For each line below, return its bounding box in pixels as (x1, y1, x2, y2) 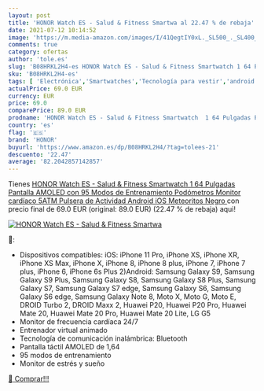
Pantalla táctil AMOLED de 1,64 (19, 342, 120, 352)
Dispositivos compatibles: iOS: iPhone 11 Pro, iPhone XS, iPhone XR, (19, 250, 240, 260)
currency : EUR (8, 92, 55, 100)
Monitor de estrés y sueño (19, 359, 105, 368)
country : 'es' (8, 121, 55, 129)
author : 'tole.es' (8, 56, 68, 64)
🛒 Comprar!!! (8, 374, 49, 384)
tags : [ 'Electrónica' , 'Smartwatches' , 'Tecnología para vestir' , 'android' (8, 77, 258, 85)
